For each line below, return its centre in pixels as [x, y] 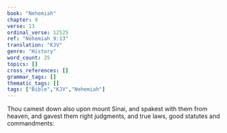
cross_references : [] [38, 70]
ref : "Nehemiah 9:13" [38, 39]
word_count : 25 [29, 58]
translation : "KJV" [35, 45]
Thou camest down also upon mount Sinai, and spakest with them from [107, 109]
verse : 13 [21, 26]
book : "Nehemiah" [32, 13]
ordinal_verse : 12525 [38, 32]
